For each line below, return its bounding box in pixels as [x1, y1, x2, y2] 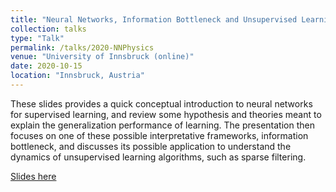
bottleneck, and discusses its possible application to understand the [10, 140, 292, 152]
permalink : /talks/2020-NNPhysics [10, 42, 155, 53]
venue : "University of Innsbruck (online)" [10, 52, 195, 62]
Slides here [10, 170, 57, 182]
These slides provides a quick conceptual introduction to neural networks [10, 97, 313, 110]
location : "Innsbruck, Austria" [10, 71, 145, 81]
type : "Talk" [10, 33, 65, 43]
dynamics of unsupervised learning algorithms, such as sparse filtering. [10, 151, 307, 163]
